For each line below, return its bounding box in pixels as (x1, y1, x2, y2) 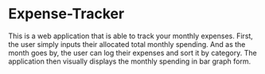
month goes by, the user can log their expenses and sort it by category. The (8, 48, 257, 57)
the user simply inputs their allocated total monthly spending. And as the (8, 39, 246, 49)
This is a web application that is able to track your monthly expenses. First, (8, 31, 253, 41)
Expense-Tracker (8, 5, 125, 23)
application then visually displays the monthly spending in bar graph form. (8, 56, 251, 66)
